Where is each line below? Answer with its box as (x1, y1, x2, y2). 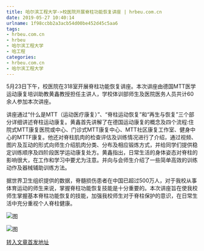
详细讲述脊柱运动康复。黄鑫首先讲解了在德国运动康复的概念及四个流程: (11, 119, 189, 126)
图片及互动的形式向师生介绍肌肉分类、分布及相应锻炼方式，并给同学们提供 (6, 141, 192, 149)
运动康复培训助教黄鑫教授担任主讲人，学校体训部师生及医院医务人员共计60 (6, 91, 194, 98)
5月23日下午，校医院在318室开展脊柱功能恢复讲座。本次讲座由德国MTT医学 (6, 83, 196, 90)
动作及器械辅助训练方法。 (6, 164, 70, 171)
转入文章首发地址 (6, 238, 49, 246)
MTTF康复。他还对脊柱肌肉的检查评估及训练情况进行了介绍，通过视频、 (16, 134, 197, 141)
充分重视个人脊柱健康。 (16, 200, 76, 207)
